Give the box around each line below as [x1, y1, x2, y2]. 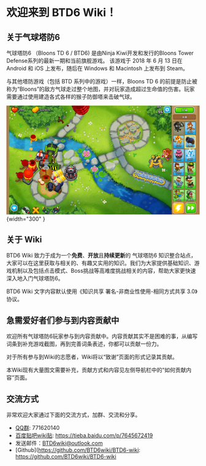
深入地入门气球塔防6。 [6, 275, 64, 282]
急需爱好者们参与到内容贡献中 [6, 315, 120, 326]
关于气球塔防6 [6, 32, 60, 42]
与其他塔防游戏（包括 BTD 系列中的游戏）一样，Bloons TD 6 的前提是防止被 [6, 78, 198, 85]
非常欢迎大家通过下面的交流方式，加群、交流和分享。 [6, 411, 141, 418]
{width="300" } [6, 215, 45, 223]
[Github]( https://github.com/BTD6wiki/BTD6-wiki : [15, 446, 141, 454]
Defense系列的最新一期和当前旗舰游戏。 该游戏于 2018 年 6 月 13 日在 [6, 57, 183, 64]
